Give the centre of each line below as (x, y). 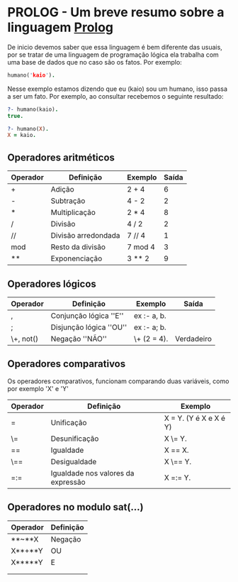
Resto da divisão (78, 247)
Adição (62, 190)
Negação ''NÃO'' (79, 339)
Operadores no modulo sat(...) (75, 507)
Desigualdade (74, 461)
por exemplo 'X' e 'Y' (38, 388)
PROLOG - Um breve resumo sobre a (116, 12)
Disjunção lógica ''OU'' (89, 327)
